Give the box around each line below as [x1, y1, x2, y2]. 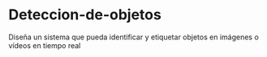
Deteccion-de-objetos [8, 6, 162, 24]
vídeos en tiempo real [8, 40, 81, 50]
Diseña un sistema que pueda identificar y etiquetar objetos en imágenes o [8, 32, 260, 42]
